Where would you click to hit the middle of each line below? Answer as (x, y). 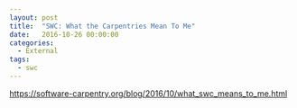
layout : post (34, 18)
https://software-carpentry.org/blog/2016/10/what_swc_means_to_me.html (148, 93)
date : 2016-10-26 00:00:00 (64, 34)
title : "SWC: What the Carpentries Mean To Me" (102, 26)
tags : (19, 59)
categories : (32, 43)
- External (38, 51)
